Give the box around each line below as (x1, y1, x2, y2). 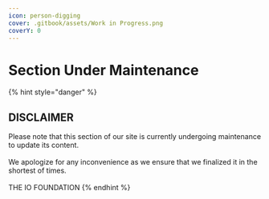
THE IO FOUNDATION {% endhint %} (8, 183, 131, 193)
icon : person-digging (8, 11, 81, 20)
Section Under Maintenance (8, 61, 199, 79)
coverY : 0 (8, 26, 42, 34)
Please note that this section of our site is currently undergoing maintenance (8, 132, 262, 141)
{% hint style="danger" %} (8, 87, 98, 97)
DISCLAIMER (8, 110, 74, 124)
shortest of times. (8, 165, 67, 176)
